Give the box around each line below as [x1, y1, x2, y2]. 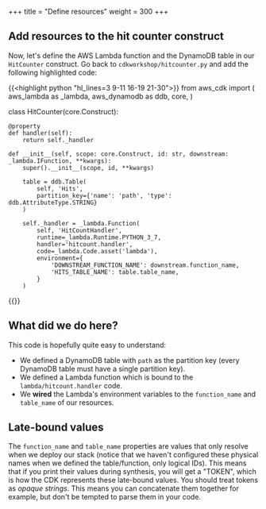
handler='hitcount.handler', [37, 240, 133, 249]
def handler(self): [8, 129, 73, 137]
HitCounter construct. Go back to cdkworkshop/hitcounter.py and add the [8, 59, 249, 68]
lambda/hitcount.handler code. [19, 380, 123, 390]
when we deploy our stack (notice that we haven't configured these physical [8, 450, 259, 460]
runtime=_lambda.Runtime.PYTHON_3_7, [37, 233, 161, 241]
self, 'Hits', [37, 184, 83, 193]
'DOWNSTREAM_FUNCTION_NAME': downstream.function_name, [50, 261, 240, 269]
